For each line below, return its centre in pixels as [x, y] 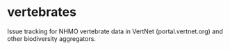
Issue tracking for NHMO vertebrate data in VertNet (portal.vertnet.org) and [115, 31]
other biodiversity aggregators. [51, 38]
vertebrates [42, 12]
